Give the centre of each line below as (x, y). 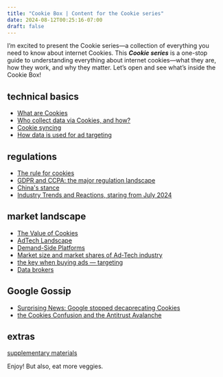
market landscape (47, 217)
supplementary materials (42, 353)
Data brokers (35, 269)
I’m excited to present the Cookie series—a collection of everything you (108, 46)
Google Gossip (39, 292)
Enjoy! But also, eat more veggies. (55, 366)
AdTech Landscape (45, 240)
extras (21, 337)
